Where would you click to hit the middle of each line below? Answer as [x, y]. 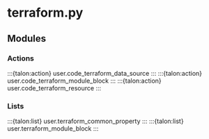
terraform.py [45, 13]
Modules [27, 39]
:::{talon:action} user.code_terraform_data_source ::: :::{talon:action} [105, 73]
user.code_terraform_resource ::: [54, 88]
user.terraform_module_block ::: [53, 129]
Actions [21, 58]
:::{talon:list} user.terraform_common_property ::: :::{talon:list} [95, 121]
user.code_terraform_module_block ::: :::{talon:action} [84, 81]
